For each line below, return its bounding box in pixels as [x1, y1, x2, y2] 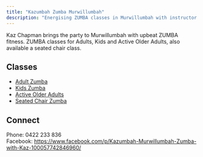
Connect [6, 115, 40, 125]
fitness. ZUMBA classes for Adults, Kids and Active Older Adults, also [6, 38, 181, 45]
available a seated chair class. [6, 44, 82, 52]
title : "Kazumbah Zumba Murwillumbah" [6, 9, 105, 15]
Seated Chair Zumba [15, 97, 67, 105]
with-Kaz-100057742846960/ [6, 144, 81, 152]
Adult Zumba [15, 78, 48, 85]
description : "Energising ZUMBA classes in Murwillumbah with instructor [6, 15, 198, 21]
